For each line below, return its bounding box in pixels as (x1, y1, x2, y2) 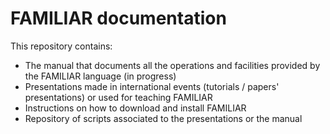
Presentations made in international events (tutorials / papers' (24, 80, 280, 92)
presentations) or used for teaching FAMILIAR (24, 91, 213, 103)
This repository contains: (10, 40, 113, 52)
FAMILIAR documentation (10, 7, 227, 30)
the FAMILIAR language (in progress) (24, 70, 177, 82)
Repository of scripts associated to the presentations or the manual (24, 112, 303, 124)
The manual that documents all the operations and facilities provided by (24, 59, 321, 71)
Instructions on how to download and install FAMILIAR (24, 102, 247, 114)
